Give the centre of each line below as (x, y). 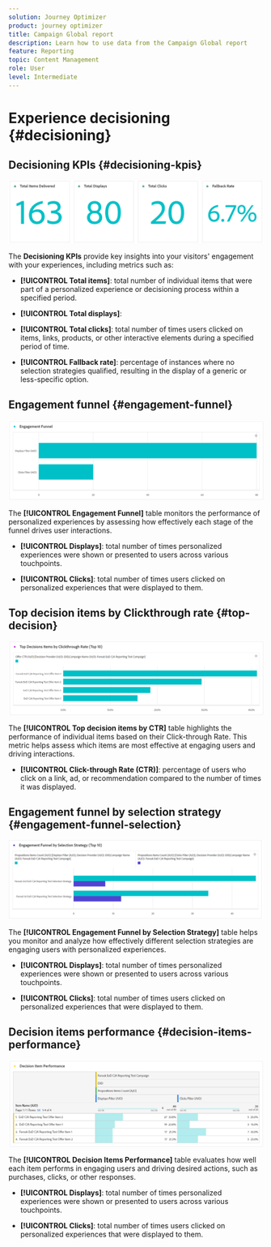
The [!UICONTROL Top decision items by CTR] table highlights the (120, 728)
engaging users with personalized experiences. (87, 949)
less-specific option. (54, 379)
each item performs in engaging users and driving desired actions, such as (133, 1168)
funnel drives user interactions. (60, 530)
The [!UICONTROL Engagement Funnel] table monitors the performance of (134, 513)
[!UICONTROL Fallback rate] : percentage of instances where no (127, 362)
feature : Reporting (41, 51)
